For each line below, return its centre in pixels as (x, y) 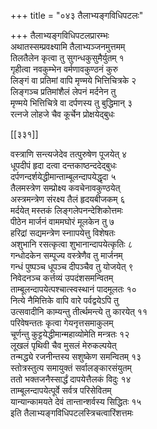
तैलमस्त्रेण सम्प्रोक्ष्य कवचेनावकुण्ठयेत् (65, 188)
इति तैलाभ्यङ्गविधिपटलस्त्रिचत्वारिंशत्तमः (72, 413)
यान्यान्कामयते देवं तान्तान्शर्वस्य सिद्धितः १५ (76, 401)
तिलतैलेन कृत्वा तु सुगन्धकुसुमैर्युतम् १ (67, 58)
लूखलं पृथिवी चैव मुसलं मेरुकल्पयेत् (63, 345)
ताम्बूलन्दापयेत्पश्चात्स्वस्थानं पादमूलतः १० (73, 289)
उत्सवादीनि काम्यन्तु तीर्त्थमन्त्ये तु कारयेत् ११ (79, 311)
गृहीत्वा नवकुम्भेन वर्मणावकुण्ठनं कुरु (64, 69)
